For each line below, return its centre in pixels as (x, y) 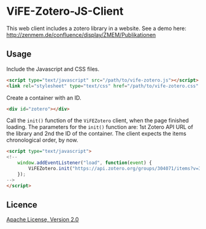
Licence (22, 205)
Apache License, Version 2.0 (43, 220)
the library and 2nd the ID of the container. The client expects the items (97, 134)
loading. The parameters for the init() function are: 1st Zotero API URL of (100, 127)
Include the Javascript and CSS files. (53, 69)
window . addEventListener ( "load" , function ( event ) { (85, 163)
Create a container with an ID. (44, 98)
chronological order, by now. (42, 140)
